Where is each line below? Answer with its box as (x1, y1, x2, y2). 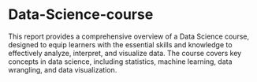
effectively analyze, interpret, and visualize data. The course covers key (8, 48, 242, 58)
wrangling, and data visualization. (8, 65, 117, 74)
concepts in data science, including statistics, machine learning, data (8, 57, 233, 66)
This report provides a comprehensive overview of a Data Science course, (8, 32, 250, 41)
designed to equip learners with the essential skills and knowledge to (8, 39, 233, 49)
